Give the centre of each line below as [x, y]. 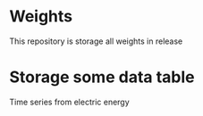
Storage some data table [102, 77]
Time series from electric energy [69, 102]
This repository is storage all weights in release [96, 41]
